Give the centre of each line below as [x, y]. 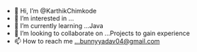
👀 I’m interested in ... [44, 18]
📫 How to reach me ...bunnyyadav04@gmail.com [87, 41]
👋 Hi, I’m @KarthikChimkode [55, 11]
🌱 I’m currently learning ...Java [59, 26]
